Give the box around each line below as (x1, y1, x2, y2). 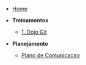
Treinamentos (12, 17, 49, 23)
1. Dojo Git (21, 28, 47, 36)
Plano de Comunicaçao (21, 52, 81, 59)
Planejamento (12, 40, 49, 47)
